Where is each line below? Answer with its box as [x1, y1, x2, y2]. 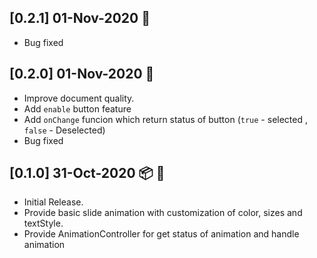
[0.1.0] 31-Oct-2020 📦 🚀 [9, 165, 166, 182]
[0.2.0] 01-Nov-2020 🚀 [9, 66, 155, 83]
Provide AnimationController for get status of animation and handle [23, 228, 300, 240]
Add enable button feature [23, 102, 132, 115]
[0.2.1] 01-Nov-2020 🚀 [9, 10, 151, 27]
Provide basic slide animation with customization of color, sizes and [23, 207, 303, 219]
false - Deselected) [23, 124, 106, 136]
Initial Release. [23, 196, 84, 208]
